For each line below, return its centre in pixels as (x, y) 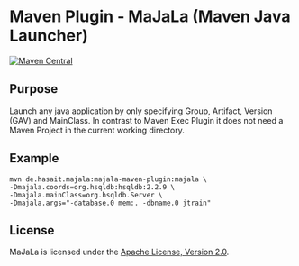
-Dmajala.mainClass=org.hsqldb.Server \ (86, 195)
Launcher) (49, 36)
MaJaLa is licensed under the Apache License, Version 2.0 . (119, 252)
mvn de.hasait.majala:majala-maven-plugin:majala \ (108, 179)
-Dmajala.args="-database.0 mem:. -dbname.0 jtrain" (110, 203)
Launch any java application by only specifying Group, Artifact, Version (141, 111)
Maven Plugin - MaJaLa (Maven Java (150, 17)
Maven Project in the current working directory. (97, 130)
